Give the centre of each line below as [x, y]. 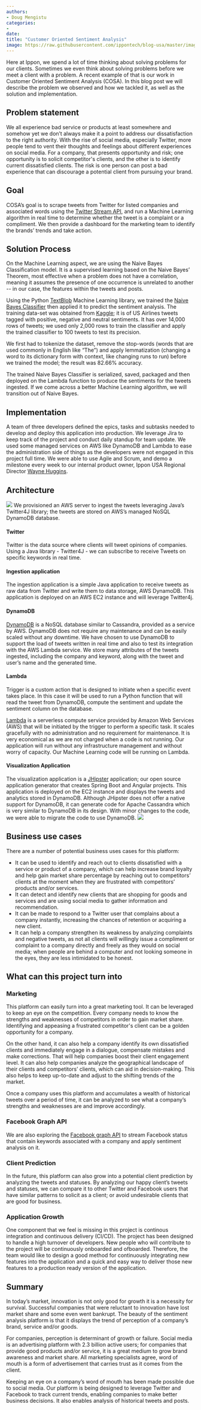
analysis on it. [23, 1147]
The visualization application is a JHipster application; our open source [94, 779]
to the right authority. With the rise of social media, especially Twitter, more [99, 140]
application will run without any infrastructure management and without [94, 745]
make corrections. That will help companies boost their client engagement [98, 1056]
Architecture [31, 490]
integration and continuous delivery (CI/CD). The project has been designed [100, 1237]
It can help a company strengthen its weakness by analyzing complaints [103, 932]
